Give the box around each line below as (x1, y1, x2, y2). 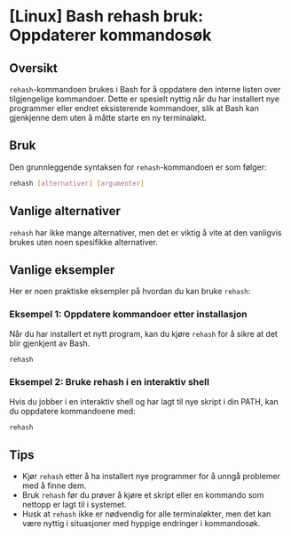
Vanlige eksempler (9, 262, 115, 277)
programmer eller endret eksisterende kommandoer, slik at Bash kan (9, 103, 259, 113)
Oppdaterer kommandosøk (9, 25, 212, 45)
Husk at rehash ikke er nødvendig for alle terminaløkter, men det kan (21, 509, 271, 519)
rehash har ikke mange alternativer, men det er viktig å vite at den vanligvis (9, 227, 282, 237)
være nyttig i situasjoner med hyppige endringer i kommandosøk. (21, 518, 261, 529)
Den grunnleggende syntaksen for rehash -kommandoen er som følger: (9, 162, 267, 172)
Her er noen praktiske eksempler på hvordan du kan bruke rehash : (9, 286, 251, 297)
